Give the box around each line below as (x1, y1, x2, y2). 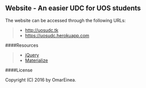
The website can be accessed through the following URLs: (5, 17, 126, 23)
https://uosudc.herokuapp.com (25, 32, 89, 38)
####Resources (5, 42, 39, 48)
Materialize (25, 57, 48, 63)
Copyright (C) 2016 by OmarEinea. (5, 76, 76, 82)
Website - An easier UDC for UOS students (5, 4, 141, 13)
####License (5, 67, 33, 73)
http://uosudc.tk (25, 27, 59, 33)
